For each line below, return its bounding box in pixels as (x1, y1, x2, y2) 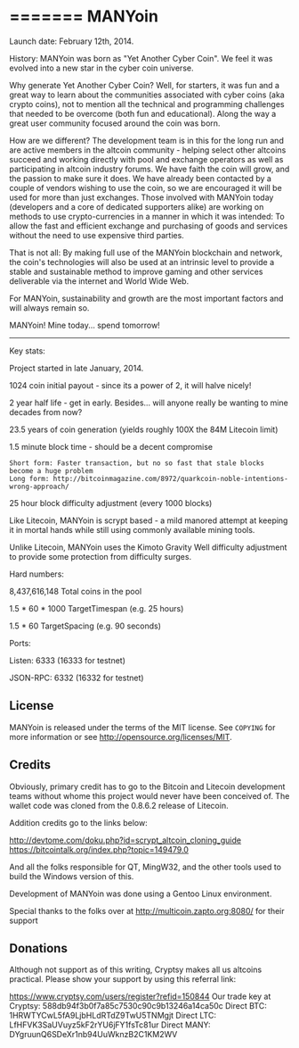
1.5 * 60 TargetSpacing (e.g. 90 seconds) (9, 620, 162, 631)
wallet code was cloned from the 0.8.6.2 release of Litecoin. (9, 800, 229, 811)
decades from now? (9, 406, 83, 417)
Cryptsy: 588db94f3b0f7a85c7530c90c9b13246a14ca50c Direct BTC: (9, 1001, 267, 1011)
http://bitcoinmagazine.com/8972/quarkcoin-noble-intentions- (53, 474, 289, 483)
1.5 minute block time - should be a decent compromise (9, 441, 214, 452)
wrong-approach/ (9, 482, 69, 491)
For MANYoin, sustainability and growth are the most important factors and (9, 293, 284, 304)
